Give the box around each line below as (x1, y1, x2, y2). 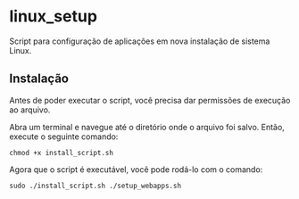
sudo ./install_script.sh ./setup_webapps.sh (9, 181, 181, 190)
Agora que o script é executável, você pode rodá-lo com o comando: (9, 163, 263, 175)
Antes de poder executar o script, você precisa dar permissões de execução (9, 95, 291, 105)
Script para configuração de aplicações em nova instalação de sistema (9, 36, 270, 46)
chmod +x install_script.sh (9, 148, 114, 157)
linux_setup (9, 6, 98, 27)
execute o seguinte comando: (9, 131, 119, 142)
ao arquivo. (9, 104, 51, 115)
